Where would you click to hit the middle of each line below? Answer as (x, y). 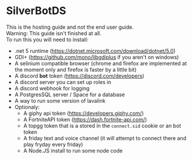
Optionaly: (27, 107)
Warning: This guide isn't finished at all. (54, 33)
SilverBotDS (36, 11)
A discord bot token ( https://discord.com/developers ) (79, 76)
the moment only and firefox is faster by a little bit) (75, 69)
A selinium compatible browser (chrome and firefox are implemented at (100, 63)
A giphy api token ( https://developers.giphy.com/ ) (83, 113)
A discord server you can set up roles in (63, 82)
